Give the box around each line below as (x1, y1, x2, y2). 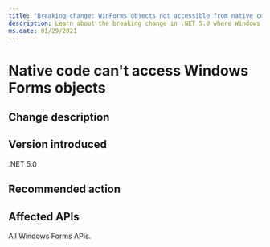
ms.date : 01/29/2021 (8, 27, 78, 35)
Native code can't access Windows (8, 61, 249, 80)
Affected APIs (8, 210, 80, 224)
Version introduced (8, 138, 107, 151)
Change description (8, 110, 110, 124)
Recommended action (8, 183, 121, 196)
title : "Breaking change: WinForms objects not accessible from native (8, 11, 253, 20)
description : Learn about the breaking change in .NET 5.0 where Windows (8, 19, 261, 27)
